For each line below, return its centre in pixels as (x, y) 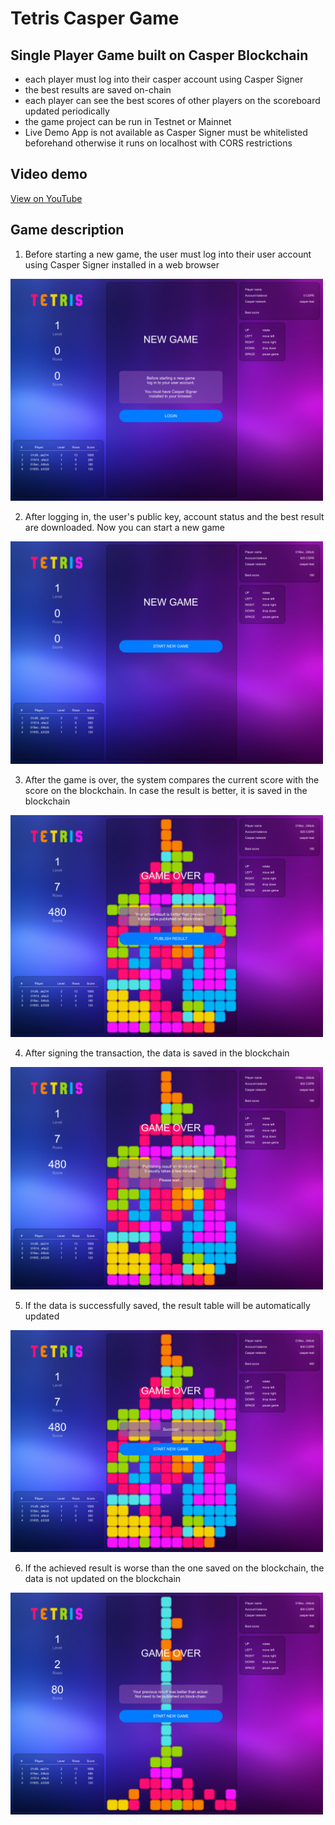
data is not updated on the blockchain (103, 1578)
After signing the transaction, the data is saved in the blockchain (157, 1053)
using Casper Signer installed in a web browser (122, 264)
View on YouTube (46, 198)
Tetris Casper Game (95, 18)
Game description (67, 230)
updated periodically (67, 111)
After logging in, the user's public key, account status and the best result (174, 517)
